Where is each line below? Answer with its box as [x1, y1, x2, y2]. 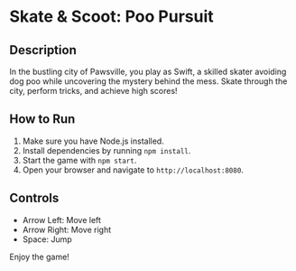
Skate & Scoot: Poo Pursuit [9, 6, 214, 27]
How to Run [9, 111, 76, 127]
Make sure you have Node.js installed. [22, 135, 164, 146]
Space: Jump [22, 233, 72, 245]
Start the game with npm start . [22, 154, 137, 165]
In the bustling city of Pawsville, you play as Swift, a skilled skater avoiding [9, 66, 287, 77]
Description [9, 42, 77, 58]
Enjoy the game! [9, 251, 69, 262]
